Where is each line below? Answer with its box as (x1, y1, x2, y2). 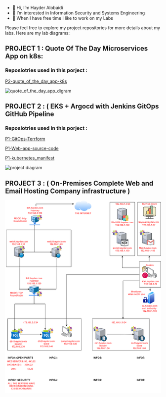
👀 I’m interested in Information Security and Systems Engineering (12, 10, 145, 16)
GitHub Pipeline (5, 110, 54, 118)
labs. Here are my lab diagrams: (5, 30, 70, 36)
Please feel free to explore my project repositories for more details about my (5, 25, 161, 31)
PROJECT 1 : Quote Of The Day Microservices (5, 45, 148, 53)
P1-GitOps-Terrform (5, 136, 45, 142)
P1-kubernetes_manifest (5, 155, 55, 161)
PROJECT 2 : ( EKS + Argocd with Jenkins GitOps (5, 102, 159, 111)
